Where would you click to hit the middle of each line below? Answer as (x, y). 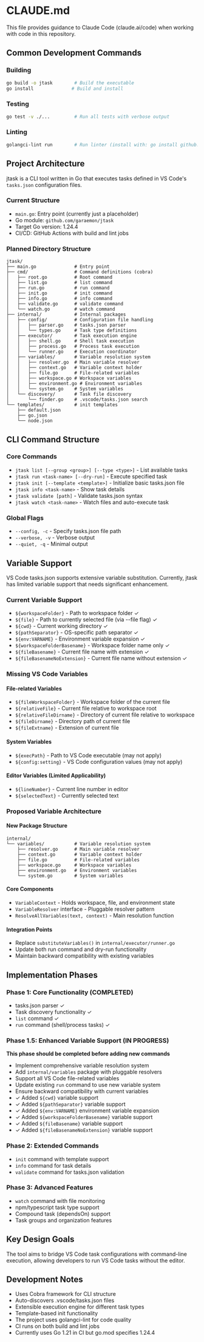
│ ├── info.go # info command (59, 299)
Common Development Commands (74, 53)
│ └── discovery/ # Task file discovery (69, 394)
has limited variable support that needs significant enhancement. (87, 584)
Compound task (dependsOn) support (63, 1214)
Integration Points (29, 929)
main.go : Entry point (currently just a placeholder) (77, 214)
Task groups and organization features (63, 1220)
